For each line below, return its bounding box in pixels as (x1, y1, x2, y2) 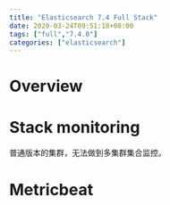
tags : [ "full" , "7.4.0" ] (9, 29, 98, 38)
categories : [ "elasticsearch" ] (9, 37, 126, 47)
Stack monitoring (9, 117, 140, 137)
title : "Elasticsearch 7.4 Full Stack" (9, 12, 158, 22)
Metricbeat (9, 179, 94, 200)
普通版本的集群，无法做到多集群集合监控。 (9, 148, 166, 159)
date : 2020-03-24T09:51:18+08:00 (9, 21, 134, 30)
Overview (9, 77, 83, 96)
